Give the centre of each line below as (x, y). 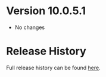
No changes (30, 27)
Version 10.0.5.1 (46, 11)
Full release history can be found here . (54, 68)
